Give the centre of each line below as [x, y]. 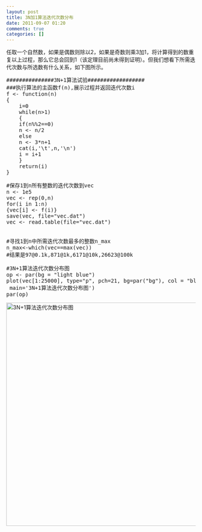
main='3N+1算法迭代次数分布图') [52, 288]
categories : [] [25, 34]
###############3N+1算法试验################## [75, 80]
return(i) [33, 167]
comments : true [25, 29]
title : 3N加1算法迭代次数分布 [40, 17]
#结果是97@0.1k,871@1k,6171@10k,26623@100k [70, 255]
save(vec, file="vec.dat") [46, 216]
